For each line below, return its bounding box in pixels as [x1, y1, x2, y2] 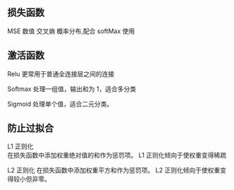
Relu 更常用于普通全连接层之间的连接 [7, 69, 115, 78]
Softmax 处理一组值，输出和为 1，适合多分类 [7, 84, 136, 93]
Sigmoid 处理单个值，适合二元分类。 [7, 100, 113, 108]
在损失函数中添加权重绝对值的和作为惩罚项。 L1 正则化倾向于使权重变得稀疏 [7, 151, 227, 160]
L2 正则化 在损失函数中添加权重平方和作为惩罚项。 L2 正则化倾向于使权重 [7, 166, 221, 174]
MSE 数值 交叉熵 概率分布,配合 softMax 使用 [7, 27, 135, 35]
